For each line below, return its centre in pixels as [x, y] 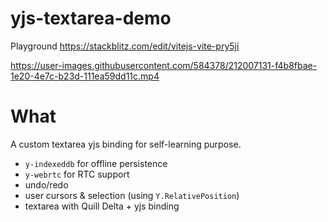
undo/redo [46, 184]
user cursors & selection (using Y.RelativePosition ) [132, 195]
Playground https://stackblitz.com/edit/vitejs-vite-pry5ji [125, 46]
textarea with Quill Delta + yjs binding [102, 206]
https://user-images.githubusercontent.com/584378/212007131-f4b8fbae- [164, 65]
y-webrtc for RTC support [77, 174]
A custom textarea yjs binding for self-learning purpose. [126, 144]
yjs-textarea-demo [91, 18]
